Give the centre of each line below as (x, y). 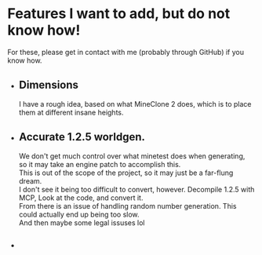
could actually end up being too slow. (79, 214)
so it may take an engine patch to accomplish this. (100, 164)
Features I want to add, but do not (119, 14)
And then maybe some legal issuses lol (82, 222)
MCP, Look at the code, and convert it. (81, 198)
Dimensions (49, 85)
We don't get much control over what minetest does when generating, (132, 156)
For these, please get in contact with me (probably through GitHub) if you (126, 52)
